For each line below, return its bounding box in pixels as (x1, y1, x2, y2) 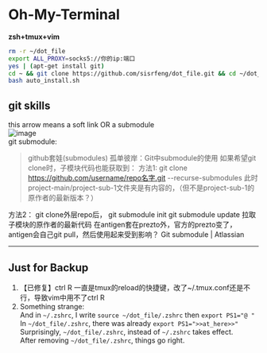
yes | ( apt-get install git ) (8, 62, 105, 70)
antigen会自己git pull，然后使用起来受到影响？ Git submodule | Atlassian (8, 230, 245, 239)
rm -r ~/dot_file (8, 47, 66, 55)
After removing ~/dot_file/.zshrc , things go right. (19, 336, 185, 345)
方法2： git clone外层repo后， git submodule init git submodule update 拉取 (8, 210, 257, 219)
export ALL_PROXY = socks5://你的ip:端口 (8, 54, 136, 63)
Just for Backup (8, 261, 89, 274)
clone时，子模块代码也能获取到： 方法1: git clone (27, 163, 188, 173)
